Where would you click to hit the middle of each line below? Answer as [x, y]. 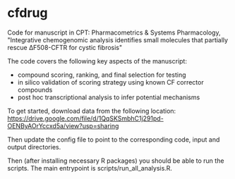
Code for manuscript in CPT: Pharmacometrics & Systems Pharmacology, [114, 32]
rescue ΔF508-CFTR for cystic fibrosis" [65, 47]
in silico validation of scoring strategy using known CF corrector [110, 82]
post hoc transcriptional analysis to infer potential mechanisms [109, 97]
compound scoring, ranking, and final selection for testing [102, 75]
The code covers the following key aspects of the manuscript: [97, 61]
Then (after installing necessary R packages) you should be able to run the [116, 161]
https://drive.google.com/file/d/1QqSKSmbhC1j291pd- [85, 118]
